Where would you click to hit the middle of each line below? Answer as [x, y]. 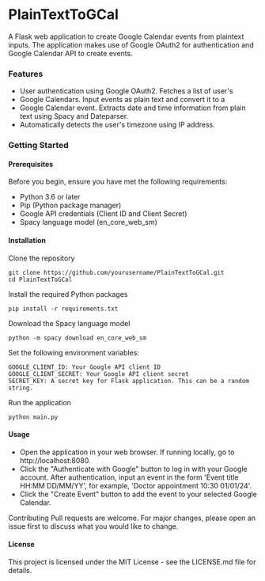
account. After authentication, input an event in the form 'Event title [129, 477]
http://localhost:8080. [55, 460]
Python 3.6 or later [50, 197]
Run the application [40, 402]
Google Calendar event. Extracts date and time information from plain [133, 108]
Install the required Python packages [68, 294]
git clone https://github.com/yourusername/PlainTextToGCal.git [116, 272]
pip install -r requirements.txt [63, 309]
